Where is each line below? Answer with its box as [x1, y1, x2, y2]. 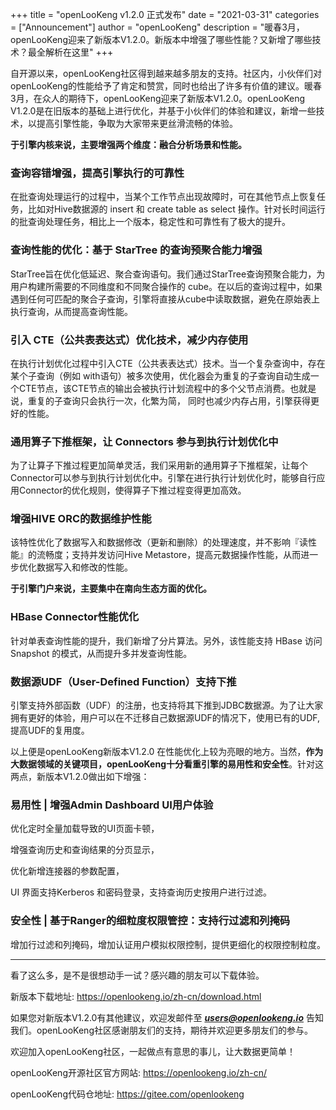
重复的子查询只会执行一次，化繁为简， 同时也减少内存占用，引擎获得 [27, 394, 311, 407]
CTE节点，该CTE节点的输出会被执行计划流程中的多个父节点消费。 [18, 382, 291, 394]
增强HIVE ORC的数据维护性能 [10, 512, 152, 526]
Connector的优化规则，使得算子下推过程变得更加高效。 [18, 484, 247, 497]
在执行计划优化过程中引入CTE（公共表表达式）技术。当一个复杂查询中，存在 [10, 357, 326, 369]
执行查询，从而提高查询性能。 [10, 305, 133, 317]
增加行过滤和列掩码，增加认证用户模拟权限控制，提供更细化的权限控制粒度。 [10, 938, 326, 950]
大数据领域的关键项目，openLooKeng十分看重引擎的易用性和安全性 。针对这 [10, 758, 324, 770]
